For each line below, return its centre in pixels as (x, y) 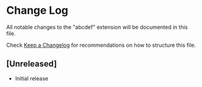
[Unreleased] (32, 64)
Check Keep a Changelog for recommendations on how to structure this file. (101, 45)
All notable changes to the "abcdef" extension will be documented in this (97, 27)
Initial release (31, 78)
